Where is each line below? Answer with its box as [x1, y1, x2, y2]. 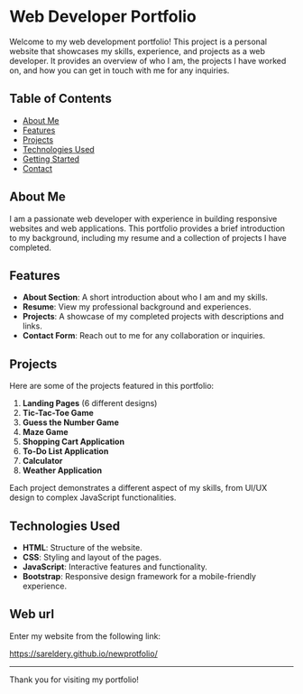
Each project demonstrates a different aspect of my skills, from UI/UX [9, 483, 268, 494]
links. [22, 320, 42, 331]
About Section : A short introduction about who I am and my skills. [22, 291, 269, 303]
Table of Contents [9, 91, 113, 106]
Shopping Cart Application [22, 436, 124, 448]
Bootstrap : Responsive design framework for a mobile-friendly [22, 571, 257, 581]
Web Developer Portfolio [9, 6, 197, 27]
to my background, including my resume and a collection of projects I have [9, 232, 287, 243]
